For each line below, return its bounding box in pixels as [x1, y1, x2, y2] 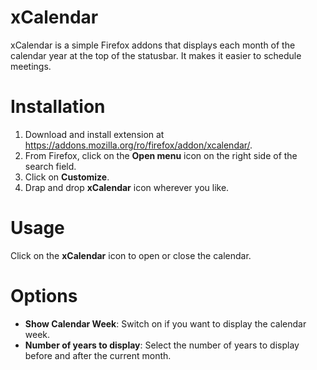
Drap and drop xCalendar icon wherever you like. [24, 181, 230, 193]
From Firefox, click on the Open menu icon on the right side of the [24, 149, 298, 161]
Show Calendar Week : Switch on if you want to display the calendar [24, 317, 307, 330]
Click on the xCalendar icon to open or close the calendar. [10, 249, 252, 261]
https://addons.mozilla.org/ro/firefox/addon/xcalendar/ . [24, 139, 253, 151]
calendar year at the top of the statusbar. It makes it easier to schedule [10, 49, 302, 61]
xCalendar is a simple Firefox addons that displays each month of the [10, 39, 296, 51]
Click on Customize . [24, 171, 110, 183]
